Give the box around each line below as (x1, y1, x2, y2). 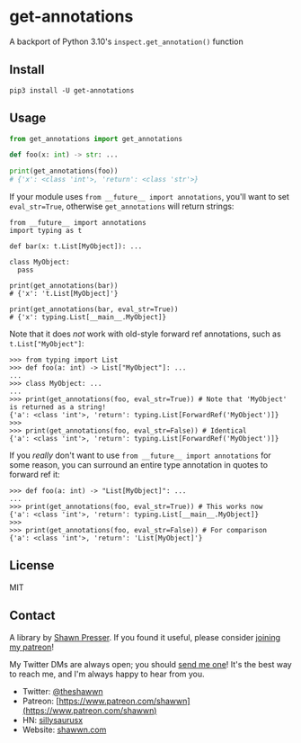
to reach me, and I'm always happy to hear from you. (9, 668, 205, 679)
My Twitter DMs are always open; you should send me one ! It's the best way (9, 658, 292, 669)
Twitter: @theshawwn (22, 685, 103, 696)
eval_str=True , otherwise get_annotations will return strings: (9, 201, 235, 212)
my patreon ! (9, 641, 54, 652)
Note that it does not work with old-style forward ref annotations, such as (9, 328, 281, 339)
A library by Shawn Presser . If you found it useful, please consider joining (9, 631, 281, 642)
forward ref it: (9, 470, 60, 480)
